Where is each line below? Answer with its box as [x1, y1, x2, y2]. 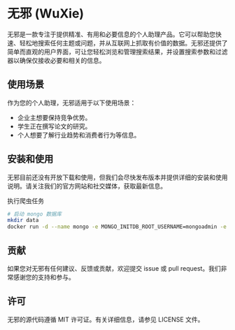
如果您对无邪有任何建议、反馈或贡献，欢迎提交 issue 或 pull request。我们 [7, 264, 222, 272]
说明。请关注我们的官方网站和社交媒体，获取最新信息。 [7, 181, 166, 190]
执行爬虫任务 [7, 196, 44, 205]
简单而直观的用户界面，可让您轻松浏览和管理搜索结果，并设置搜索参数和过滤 [7, 47, 228, 56]
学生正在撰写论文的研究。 [17, 122, 92, 130]
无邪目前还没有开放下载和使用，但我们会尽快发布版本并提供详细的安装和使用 [7, 173, 228, 181]
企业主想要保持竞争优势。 [17, 113, 92, 121]
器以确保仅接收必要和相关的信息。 [7, 56, 106, 64]
